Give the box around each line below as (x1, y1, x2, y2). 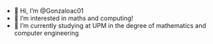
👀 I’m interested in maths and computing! (13, 14, 134, 22)
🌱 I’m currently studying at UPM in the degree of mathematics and (13, 22, 207, 29)
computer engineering (13, 29, 79, 37)
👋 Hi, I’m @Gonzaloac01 (13, 7, 84, 15)
